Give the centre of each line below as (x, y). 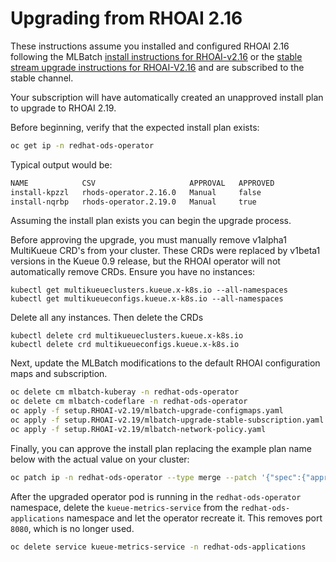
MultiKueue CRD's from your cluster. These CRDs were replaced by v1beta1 (165, 251)
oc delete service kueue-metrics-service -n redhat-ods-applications (158, 547)
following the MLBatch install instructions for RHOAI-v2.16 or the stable (156, 56)
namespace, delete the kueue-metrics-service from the (124, 507)
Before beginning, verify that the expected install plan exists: (135, 127)
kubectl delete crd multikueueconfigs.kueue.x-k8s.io (125, 345)
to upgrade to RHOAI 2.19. (63, 108)
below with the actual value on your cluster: (100, 459)
